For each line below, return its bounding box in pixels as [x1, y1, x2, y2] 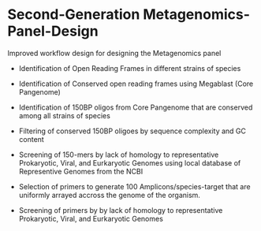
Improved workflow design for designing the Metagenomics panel [7, 48, 222, 58]
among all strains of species [18, 110, 111, 120]
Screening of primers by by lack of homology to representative [18, 205, 223, 214]
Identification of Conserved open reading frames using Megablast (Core [18, 79, 254, 88]
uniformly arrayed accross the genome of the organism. [18, 190, 200, 199]
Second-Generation [7, 6, 140, 24]
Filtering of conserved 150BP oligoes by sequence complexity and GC [18, 126, 246, 136]
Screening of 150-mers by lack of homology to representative [18, 150, 219, 159]
